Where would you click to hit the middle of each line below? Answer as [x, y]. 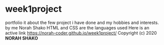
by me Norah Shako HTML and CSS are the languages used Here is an [77, 27]
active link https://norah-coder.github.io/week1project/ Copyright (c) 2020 [81, 33]
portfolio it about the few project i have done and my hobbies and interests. [82, 22]
